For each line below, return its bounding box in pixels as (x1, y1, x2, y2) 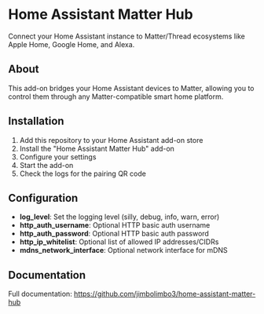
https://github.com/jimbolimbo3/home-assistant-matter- (73, 289, 256, 299)
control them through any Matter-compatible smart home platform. (8, 92, 224, 101)
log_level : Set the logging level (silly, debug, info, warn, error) (19, 212, 220, 221)
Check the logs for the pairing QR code (19, 169, 147, 178)
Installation (8, 115, 64, 128)
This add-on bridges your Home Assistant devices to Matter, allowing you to (8, 83, 255, 93)
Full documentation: (8, 289, 72, 299)
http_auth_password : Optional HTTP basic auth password (19, 229, 210, 239)
